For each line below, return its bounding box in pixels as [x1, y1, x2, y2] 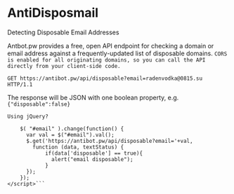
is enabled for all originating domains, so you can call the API [7, 56, 206, 64]
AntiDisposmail [7, 5, 99, 21]
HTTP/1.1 [7, 81, 33, 88]
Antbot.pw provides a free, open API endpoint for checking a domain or [7, 41, 214, 50]
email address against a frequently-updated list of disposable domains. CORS [7, 49, 228, 57]
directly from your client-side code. [7, 62, 121, 69]
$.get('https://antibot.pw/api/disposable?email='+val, [25, 137, 193, 144]
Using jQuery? [7, 113, 49, 120]
